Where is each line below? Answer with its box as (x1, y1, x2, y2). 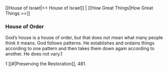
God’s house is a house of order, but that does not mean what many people (5, 35, 163, 41)
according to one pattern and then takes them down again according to (5, 45, 155, 52)
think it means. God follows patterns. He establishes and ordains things (5, 40, 155, 46)
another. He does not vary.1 (5, 51, 63, 57)
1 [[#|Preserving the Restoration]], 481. (5, 61, 87, 67)
